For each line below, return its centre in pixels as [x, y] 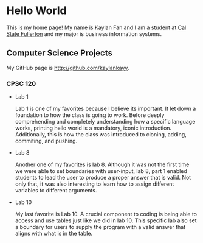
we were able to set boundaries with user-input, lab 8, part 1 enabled [101, 171]
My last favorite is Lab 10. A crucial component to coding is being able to [106, 214]
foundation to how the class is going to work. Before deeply [90, 115]
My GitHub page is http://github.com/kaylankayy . [68, 68]
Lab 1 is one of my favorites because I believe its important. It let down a [105, 109]
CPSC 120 [21, 83]
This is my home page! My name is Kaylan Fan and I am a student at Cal [96, 27]
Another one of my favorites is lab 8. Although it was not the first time [102, 164]
